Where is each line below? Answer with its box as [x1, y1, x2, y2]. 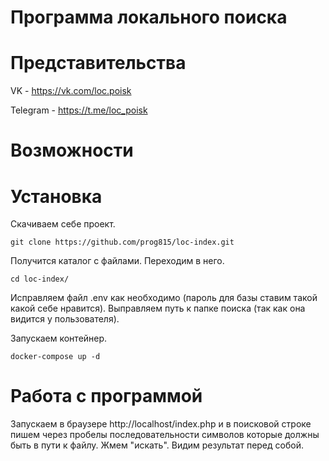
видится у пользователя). [10, 313, 120, 325]
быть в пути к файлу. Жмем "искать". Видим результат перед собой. [10, 439, 304, 451]
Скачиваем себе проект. [10, 218, 116, 230]
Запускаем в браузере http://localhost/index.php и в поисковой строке [10, 418, 312, 430]
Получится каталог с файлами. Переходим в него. [10, 255, 225, 267]
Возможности [10, 139, 134, 162]
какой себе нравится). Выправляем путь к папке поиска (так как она [10, 302, 306, 315]
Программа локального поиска [10, 6, 288, 29]
